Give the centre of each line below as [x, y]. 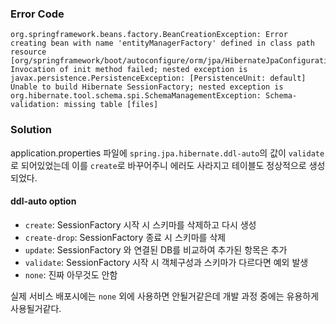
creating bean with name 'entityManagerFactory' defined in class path [162, 43]
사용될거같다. [36, 308]
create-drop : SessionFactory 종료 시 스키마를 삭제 [125, 237]
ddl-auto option [43, 201]
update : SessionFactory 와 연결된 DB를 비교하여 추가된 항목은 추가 [156, 249]
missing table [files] [111, 105]
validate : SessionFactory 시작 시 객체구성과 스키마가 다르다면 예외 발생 [166, 262]
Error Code [37, 14]
